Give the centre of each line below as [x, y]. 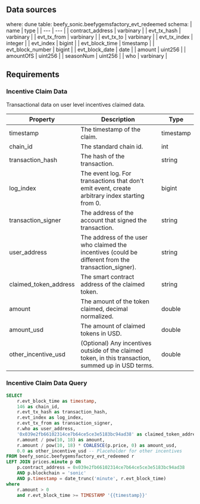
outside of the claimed [112, 350]
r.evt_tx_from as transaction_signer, [65, 423]
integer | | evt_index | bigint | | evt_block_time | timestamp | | [80, 43]
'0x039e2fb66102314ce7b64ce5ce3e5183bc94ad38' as [80, 434]
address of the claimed [113, 284]
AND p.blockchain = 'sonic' [51, 473]
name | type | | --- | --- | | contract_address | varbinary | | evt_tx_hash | [93, 30]
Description [118, 119]
